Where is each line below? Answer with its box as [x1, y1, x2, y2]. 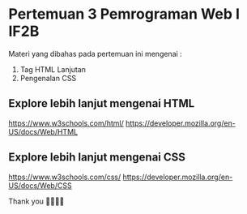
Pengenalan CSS [19, 73, 77, 83]
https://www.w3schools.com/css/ [8, 172, 121, 182]
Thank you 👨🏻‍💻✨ [8, 196, 65, 206]
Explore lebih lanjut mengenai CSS [8, 151, 186, 165]
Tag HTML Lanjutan [19, 64, 87, 74]
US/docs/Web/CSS [8, 180, 72, 190]
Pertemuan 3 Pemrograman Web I [8, 5, 241, 24]
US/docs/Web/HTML [8, 126, 79, 136]
